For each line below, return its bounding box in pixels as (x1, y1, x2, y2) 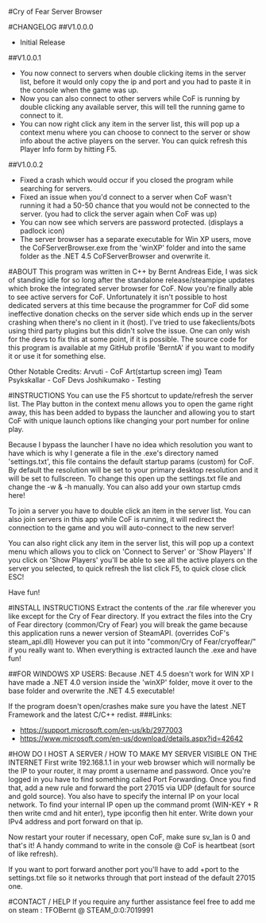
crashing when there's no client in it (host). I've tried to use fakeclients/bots (8, 317, 256, 327)
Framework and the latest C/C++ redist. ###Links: (8, 710, 172, 719)
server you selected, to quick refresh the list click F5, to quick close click (8, 564, 246, 573)
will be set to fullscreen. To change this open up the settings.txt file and (8, 473, 242, 483)
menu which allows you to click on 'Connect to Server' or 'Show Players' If (8, 547, 253, 556)
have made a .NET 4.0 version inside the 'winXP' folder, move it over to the (8, 678, 253, 687)
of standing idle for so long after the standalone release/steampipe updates (8, 275, 256, 285)
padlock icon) (19, 226, 65, 236)
